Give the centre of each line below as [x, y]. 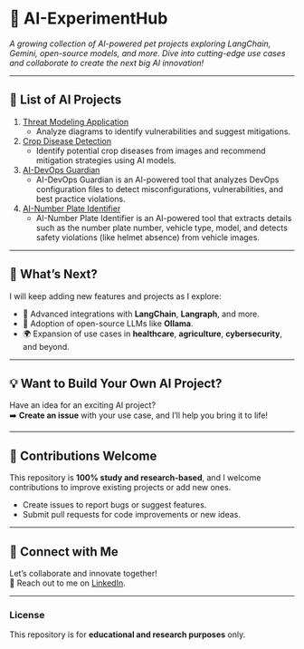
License [27, 615]
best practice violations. [81, 199]
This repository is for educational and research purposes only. [128, 634]
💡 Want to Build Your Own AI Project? [116, 383]
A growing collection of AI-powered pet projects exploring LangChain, [140, 44]
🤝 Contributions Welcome [83, 455]
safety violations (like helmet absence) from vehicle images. [148, 237]
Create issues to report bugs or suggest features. [114, 505]
